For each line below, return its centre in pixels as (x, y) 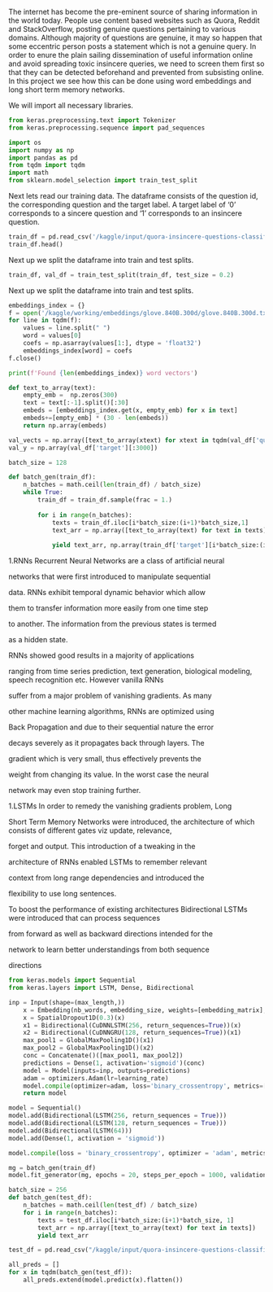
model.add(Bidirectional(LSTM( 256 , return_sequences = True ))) (118, 1116)
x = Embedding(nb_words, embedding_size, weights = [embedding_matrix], (145, 1010)
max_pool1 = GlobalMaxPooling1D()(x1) (89, 1040)
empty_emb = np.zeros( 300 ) (70, 395)
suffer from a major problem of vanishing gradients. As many (110, 696)
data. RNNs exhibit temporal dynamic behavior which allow (107, 593)
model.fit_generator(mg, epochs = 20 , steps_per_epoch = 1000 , (118, 1176)
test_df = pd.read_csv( (49, 1250)
